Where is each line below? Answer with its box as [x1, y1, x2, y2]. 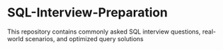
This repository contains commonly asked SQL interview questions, [7, 27, 201, 36]
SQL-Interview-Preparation [7, 5, 168, 21]
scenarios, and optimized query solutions [24, 34, 144, 42]
